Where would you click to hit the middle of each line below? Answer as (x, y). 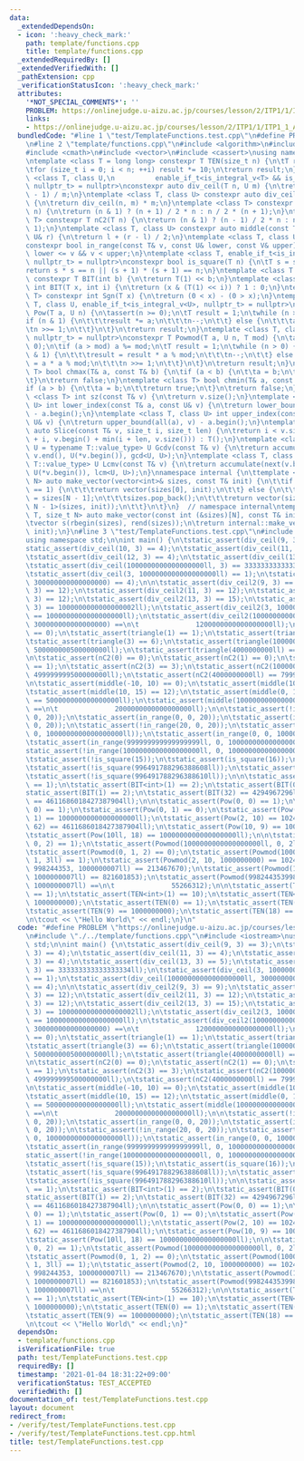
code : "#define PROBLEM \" (68, 928)
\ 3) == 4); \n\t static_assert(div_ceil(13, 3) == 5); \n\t (137, 962)
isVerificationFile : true (66, 1350)
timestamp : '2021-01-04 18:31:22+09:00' (95, 1374)
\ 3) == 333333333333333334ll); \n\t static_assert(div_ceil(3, (145, 970)
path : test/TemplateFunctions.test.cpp (93, 1358)
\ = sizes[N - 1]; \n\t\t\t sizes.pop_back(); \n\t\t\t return (139, 498)
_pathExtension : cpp (56, 77)
